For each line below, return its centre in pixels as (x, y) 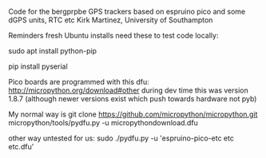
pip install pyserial (38, 66)
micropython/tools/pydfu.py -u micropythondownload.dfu (103, 122)
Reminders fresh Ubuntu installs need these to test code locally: (113, 36)
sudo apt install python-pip (53, 51)
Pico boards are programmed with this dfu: (79, 82)
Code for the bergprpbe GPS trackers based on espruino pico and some (127, 12)
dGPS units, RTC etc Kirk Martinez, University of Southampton (111, 20)
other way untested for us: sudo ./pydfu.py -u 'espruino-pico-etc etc (121, 138)
